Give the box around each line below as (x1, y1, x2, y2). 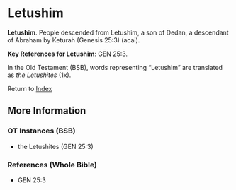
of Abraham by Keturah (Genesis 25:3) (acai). (7, 35, 140, 44)
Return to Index (7, 84, 52, 93)
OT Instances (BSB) (7, 126, 76, 136)
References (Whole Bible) (7, 160, 97, 170)
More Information (7, 105, 86, 117)
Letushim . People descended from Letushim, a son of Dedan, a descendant (7, 28, 229, 37)
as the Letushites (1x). (7, 71, 72, 79)
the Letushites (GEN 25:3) (17, 142, 94, 150)
